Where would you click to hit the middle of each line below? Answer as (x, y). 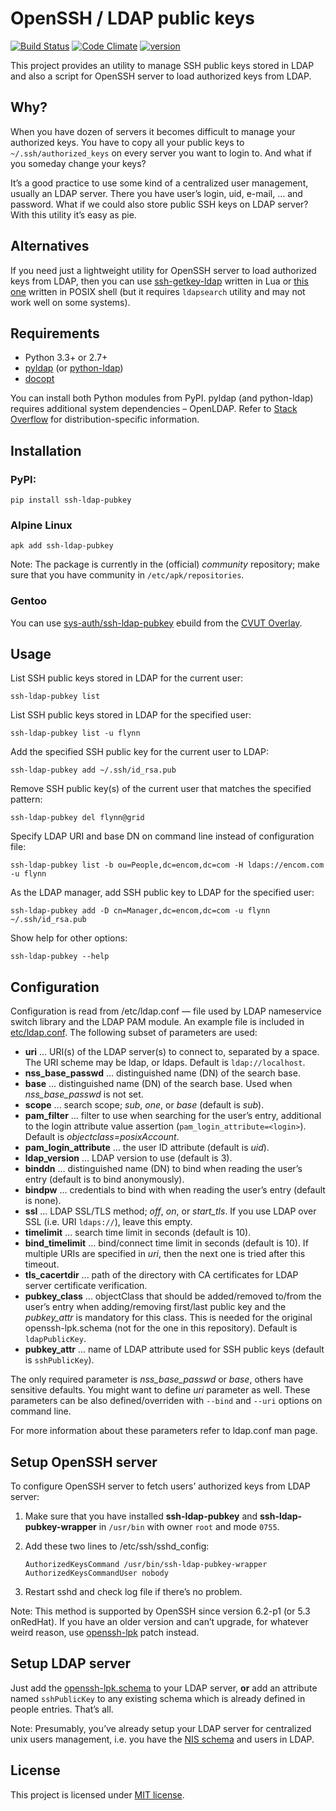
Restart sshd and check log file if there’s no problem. (133, 1592)
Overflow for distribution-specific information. (105, 419)
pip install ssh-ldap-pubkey (71, 500)
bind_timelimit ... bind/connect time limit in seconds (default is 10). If (166, 1243)
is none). (43, 1201)
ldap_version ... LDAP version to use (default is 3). (128, 1158)
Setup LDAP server (71, 1663)
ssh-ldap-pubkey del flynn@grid (77, 818)
